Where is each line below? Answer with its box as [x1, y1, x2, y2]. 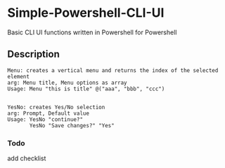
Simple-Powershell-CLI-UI [7, 5, 165, 21]
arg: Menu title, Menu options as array [7, 79, 128, 86]
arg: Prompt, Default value [7, 110, 90, 117]
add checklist [7, 154, 46, 162]
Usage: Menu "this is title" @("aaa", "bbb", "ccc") [7, 85, 165, 92]
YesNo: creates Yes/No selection [7, 104, 105, 111]
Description [7, 48, 60, 60]
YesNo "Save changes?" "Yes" [29, 122, 115, 129]
